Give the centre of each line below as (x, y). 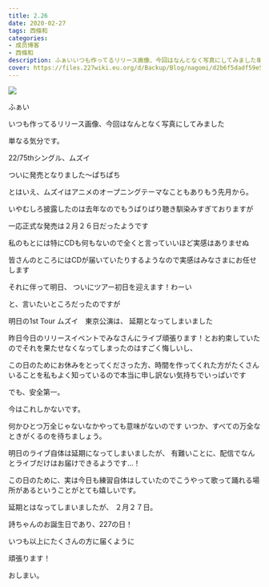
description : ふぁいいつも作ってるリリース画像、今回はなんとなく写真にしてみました (132, 61)
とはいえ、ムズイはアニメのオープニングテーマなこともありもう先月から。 (131, 191)
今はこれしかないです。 (47, 408)
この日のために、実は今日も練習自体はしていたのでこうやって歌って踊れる (130, 480)
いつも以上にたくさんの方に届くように (71, 541)
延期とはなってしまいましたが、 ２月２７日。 (83, 507)
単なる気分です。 (36, 140)
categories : (28, 38)
